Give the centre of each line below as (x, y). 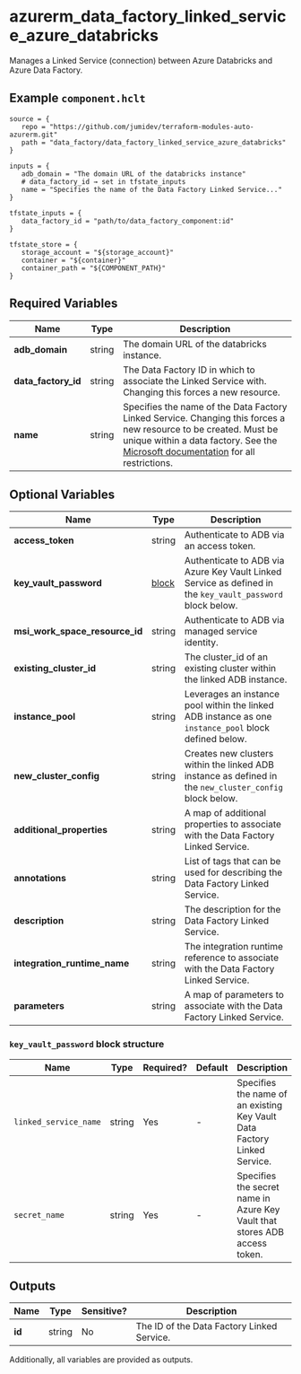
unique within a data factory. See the (200, 440)
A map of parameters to (234, 995)
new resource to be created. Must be (200, 429)
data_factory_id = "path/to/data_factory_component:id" (128, 221)
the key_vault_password (234, 594)
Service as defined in (229, 583)
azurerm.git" (34, 135)
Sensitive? (104, 1311)
